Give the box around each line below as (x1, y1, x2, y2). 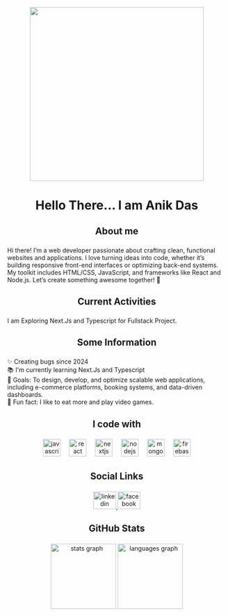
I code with (92, 418, 141, 430)
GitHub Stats (88, 523, 145, 535)
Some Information (76, 337, 157, 348)
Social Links (90, 470, 144, 482)
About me (95, 225, 139, 237)
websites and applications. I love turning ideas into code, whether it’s (7, 253, 205, 261)
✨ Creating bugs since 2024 (7, 357, 89, 366)
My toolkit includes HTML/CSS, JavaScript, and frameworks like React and (7, 268, 221, 277)
